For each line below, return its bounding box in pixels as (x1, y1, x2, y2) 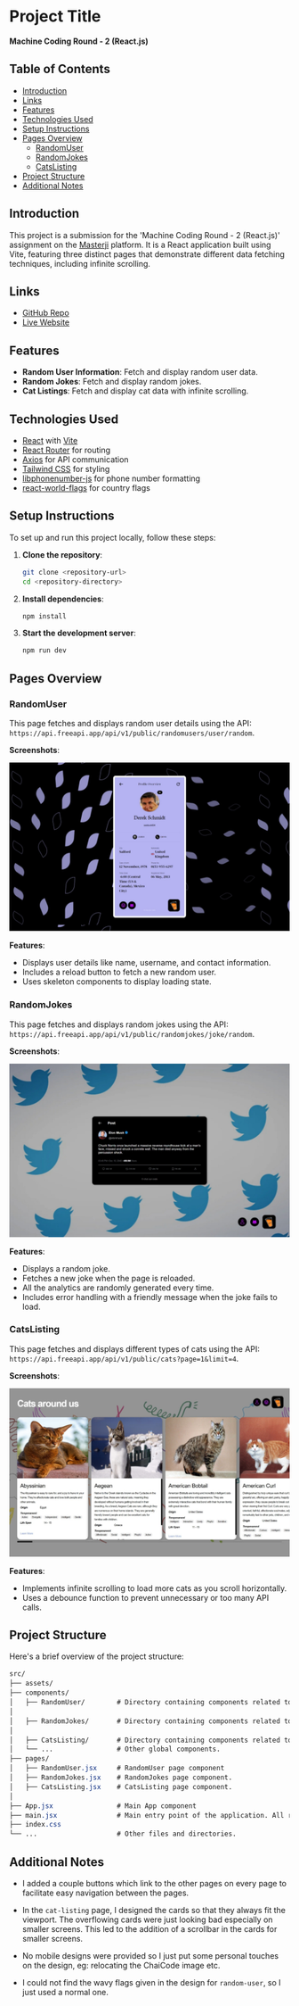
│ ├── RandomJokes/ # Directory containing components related (9, 1716, 280, 1726)
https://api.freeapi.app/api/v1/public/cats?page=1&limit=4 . (9, 1353, 239, 1364)
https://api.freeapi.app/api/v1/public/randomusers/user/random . (9, 727, 255, 738)
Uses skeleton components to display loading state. (21, 976, 212, 987)
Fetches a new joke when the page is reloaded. (21, 1272, 196, 1283)
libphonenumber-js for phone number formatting (21, 473, 201, 484)
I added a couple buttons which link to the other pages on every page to (21, 1878, 287, 1888)
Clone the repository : (21, 549, 103, 560)
